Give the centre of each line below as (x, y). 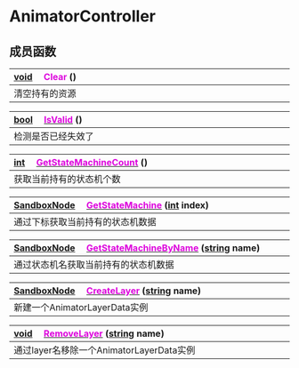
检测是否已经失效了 (54, 136)
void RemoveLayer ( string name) (89, 333)
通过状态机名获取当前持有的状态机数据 (94, 264)
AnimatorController (83, 16)
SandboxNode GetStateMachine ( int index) (111, 205)
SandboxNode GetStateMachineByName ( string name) (137, 248)
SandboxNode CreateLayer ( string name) (108, 291)
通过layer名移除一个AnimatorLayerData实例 (105, 350)
